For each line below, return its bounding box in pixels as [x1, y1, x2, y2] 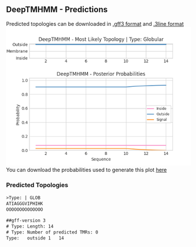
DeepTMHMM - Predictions [6, 5, 108, 15]
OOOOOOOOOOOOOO [6, 207, 43, 213]
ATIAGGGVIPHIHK [6, 201, 43, 207]
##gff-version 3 [6, 218, 46, 224]
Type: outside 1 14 [6, 235, 65, 241]
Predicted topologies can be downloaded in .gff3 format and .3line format [6, 20, 184, 27]
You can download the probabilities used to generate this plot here [6, 166, 167, 173]
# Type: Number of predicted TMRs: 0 [6, 229, 99, 235]
